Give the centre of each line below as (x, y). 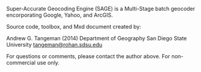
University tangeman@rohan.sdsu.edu (54, 45)
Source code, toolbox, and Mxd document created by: (74, 27)
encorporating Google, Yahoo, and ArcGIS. (60, 15)
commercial (21, 63)
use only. (48, 63)
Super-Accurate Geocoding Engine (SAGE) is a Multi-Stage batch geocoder (101, 9)
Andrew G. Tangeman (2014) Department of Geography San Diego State (97, 38)
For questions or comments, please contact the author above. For (88, 56)
